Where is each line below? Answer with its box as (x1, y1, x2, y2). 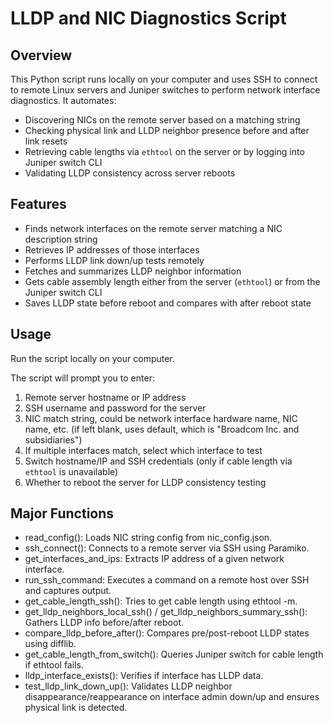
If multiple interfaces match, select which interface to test (24, 444, 263, 456)
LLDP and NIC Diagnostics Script (10, 7, 287, 30)
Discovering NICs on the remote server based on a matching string (24, 114, 301, 126)
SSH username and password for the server (24, 402, 207, 414)
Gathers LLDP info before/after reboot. (24, 617, 184, 629)
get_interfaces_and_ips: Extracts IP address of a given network (24, 553, 285, 565)
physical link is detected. (24, 702, 128, 714)
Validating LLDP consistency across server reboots (24, 167, 236, 179)
